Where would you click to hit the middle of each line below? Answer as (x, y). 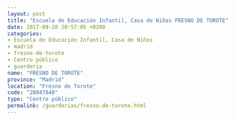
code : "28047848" (33, 92)
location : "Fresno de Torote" (52, 86)
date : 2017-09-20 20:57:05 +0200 (56, 27)
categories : (25, 34)
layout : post (26, 14)
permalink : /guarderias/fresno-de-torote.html (77, 106)
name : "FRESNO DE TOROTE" (45, 73)
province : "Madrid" (36, 79)
